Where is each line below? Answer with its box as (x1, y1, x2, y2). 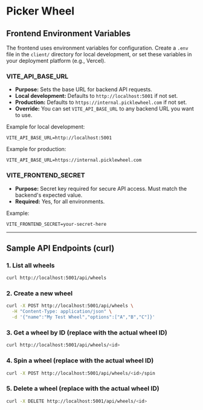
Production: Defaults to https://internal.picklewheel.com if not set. (14, 98, 187, 106)
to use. (14, 112, 33, 119)
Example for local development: (6, 123, 85, 130)
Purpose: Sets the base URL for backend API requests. (14, 86, 152, 93)
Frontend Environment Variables (6, 28, 131, 39)
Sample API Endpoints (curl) (6, 243, 115, 253)
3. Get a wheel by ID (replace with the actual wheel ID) (6, 328, 168, 336)
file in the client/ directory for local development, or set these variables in (6, 51, 192, 58)
